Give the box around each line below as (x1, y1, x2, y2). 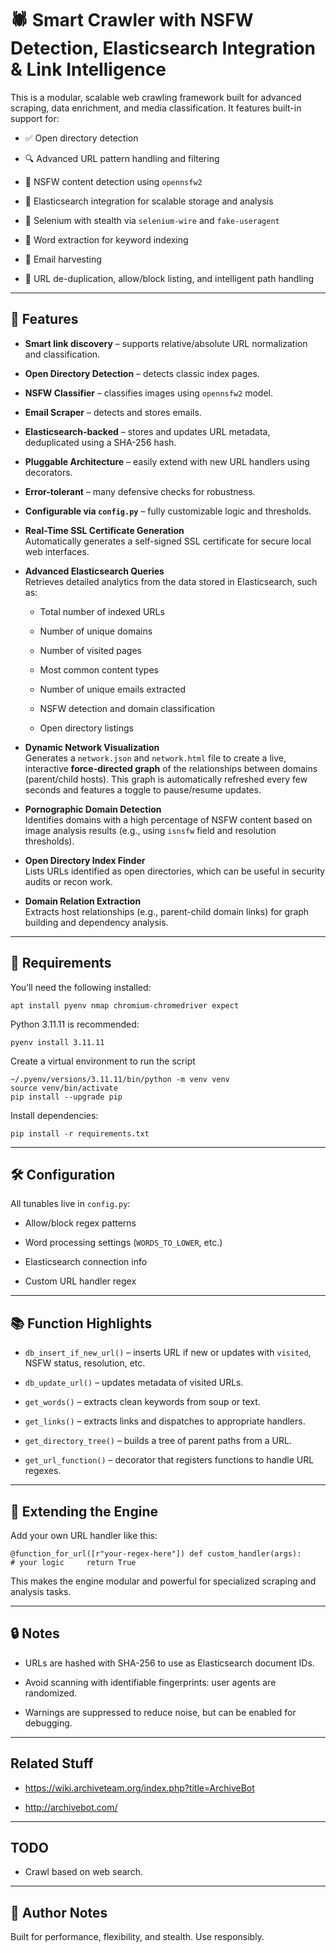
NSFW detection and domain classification (39, 702, 215, 714)
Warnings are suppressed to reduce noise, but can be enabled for (24, 1706, 297, 1718)
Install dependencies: (10, 1109, 99, 1121)
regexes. (24, 1465, 62, 1477)
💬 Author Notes (10, 1904, 108, 1921)
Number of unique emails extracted (39, 683, 187, 695)
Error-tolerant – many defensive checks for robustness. (24, 485, 256, 497)
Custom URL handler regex (24, 1275, 137, 1287)
